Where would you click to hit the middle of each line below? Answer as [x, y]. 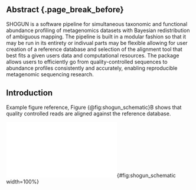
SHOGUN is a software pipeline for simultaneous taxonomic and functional [97, 24]
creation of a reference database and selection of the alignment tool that [94, 49]
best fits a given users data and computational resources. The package [93, 55]
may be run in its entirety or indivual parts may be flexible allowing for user [97, 43]
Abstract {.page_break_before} [65, 10]
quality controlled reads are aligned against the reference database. [89, 113]
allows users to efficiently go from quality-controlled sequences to [87, 62]
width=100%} [23, 181]
